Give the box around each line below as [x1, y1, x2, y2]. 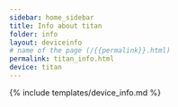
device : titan [9, 63, 63, 72]
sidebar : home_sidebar [9, 12, 94, 22]
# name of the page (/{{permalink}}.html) [9, 46, 171, 55]
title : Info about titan [9, 21, 102, 30]
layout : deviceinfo [9, 37, 83, 47]
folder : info [9, 29, 58, 38]
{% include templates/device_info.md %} [9, 86, 162, 98]
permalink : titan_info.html [9, 54, 115, 63]
